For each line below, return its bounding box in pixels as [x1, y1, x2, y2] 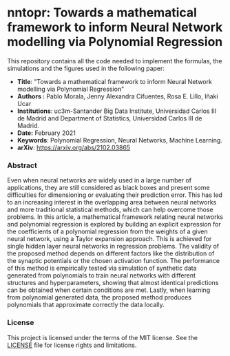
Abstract [7, 160, 38, 170]
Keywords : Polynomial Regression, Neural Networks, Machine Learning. [17, 136, 222, 144]
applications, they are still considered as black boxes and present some [7, 184, 210, 192]
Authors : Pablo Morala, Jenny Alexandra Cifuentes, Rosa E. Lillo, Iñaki [17, 92, 218, 101]
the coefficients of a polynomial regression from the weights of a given [7, 227, 208, 235]
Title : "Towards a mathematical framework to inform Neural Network [17, 77, 212, 85]
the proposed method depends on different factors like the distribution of [7, 249, 215, 258]
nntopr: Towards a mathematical [7, 5, 198, 21]
